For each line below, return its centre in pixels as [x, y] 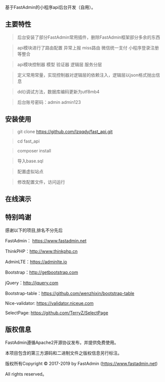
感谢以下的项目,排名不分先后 [34, 230]
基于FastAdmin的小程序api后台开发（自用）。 [50, 7]
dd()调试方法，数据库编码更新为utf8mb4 [58, 92]
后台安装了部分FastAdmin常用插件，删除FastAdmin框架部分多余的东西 [89, 37]
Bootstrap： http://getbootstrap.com [41, 272]
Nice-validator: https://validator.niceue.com [49, 303]
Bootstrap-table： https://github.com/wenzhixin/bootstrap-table [70, 293]
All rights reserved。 [26, 374]
